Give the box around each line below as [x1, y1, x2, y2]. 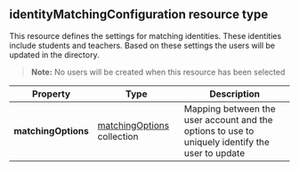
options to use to [183, 124, 255, 136]
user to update [183, 146, 246, 159]
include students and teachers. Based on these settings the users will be [9, 40, 276, 51]
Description [208, 88, 261, 100]
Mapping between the [183, 102, 276, 114]
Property [32, 88, 71, 100]
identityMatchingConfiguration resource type [9, 7, 269, 22]
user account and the [183, 113, 273, 126]
